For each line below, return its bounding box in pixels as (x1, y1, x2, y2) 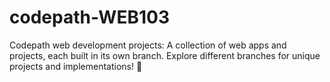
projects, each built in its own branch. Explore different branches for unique (9, 49, 321, 61)
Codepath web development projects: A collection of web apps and (9, 39, 287, 51)
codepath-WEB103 (9, 6, 170, 29)
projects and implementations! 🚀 (9, 60, 143, 72)
